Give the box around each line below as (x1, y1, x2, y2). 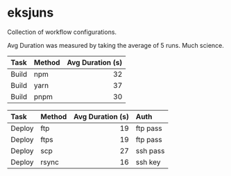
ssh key (135, 157, 161, 167)
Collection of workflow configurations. (7, 28, 117, 36)
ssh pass (135, 146, 165, 155)
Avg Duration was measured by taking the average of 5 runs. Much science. (7, 41, 224, 49)
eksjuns (7, 5, 54, 21)
